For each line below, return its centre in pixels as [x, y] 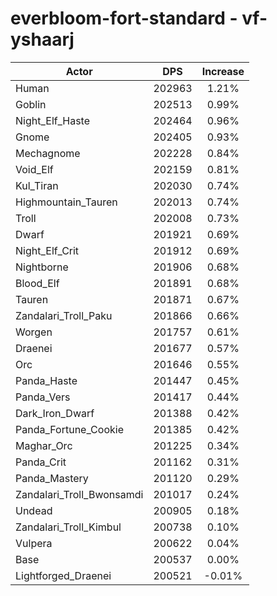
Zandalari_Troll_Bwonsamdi [79, 494]
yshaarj [42, 39]
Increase [223, 71]
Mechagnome [48, 153]
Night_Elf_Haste [53, 120]
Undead [34, 510]
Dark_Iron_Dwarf [55, 413]
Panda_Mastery [52, 478]
